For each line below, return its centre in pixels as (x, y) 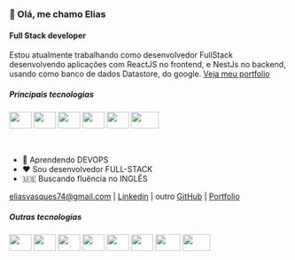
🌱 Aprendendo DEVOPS (65, 160)
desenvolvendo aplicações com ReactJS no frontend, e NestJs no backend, (147, 65)
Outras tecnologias (46, 217)
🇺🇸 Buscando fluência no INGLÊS (85, 179)
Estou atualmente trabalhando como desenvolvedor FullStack (121, 55)
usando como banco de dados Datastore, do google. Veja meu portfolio (140, 74)
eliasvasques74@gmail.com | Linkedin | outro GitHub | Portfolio (125, 197)
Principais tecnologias (52, 94)
